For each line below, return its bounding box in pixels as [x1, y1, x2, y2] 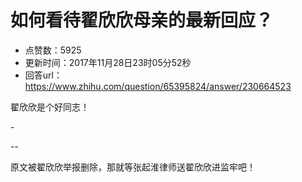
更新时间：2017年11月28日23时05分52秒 [24, 56, 192, 68]
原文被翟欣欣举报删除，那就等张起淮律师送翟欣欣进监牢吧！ [10, 161, 256, 173]
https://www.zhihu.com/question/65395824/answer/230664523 [24, 80, 292, 92]
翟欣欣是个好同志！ [10, 101, 90, 113]
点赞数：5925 [24, 44, 82, 56]
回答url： [24, 69, 63, 81]
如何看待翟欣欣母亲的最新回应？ [10, 9, 274, 32]
